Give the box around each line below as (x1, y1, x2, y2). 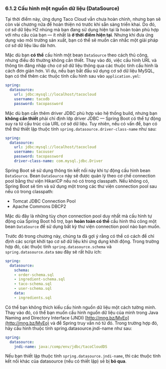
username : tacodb (14, 97, 50, 102)
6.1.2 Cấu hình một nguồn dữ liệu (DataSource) (5, 5, 120, 12)
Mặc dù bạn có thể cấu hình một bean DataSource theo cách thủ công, (5, 52, 149, 58)
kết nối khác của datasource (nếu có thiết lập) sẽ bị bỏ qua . (5, 358, 127, 364)
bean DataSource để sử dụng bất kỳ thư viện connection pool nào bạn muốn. (5, 223, 161, 229)
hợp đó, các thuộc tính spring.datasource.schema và (5, 243, 112, 250)
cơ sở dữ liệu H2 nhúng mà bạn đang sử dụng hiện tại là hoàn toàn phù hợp (5, 27, 159, 33)
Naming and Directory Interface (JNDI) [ (5, 315, 87, 320)
